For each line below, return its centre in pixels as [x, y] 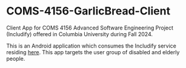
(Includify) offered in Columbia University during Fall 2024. [80, 34]
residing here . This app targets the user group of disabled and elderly [93, 52]
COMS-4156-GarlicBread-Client [88, 11]
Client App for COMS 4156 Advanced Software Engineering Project [90, 28]
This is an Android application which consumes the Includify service [91, 46]
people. [16, 58]
